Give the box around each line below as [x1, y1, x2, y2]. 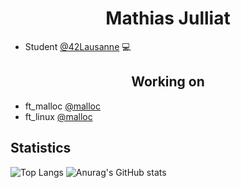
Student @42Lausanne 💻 [24, 40, 132, 52]
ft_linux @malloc [24, 110, 93, 122]
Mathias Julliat [105, 7, 231, 30]
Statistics [10, 140, 72, 157]
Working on [131, 73, 205, 91]
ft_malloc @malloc [24, 100, 102, 112]
